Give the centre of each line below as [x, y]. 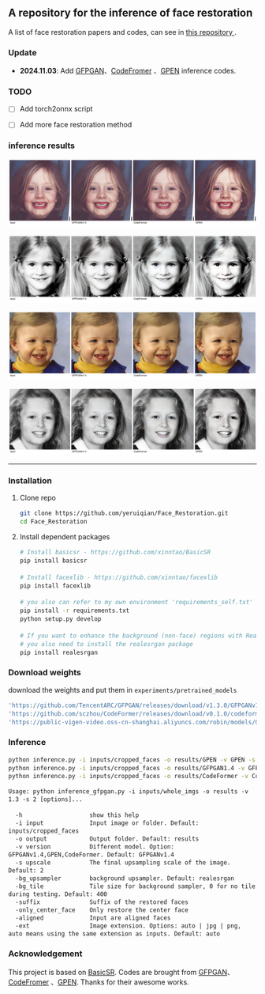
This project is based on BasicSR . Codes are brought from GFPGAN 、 [121, 972]
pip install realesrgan [59, 652]
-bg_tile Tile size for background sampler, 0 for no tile [136, 886]
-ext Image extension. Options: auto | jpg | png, [129, 926]
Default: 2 [26, 871]
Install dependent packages [65, 537]
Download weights [45, 673]
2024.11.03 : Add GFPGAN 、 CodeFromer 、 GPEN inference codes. [128, 71]
